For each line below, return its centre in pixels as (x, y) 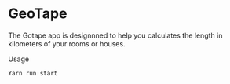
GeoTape (38, 14)
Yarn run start (33, 73)
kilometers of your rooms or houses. (67, 43)
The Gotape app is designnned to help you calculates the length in (115, 35)
